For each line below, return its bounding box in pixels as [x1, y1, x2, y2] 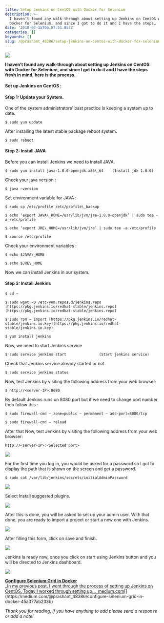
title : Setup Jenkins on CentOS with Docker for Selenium [5, 7, 125, 12]
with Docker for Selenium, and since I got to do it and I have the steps [5, 66, 148, 72]
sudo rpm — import [9, 317, 47, 322]
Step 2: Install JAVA [5, 148, 46, 154]
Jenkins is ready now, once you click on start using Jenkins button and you [5, 554, 156, 560]
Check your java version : [5, 177, 56, 183]
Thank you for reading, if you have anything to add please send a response [5, 608, 158, 614]
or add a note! [5, 613, 34, 619]
